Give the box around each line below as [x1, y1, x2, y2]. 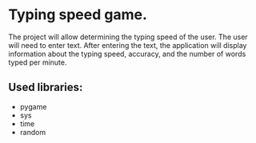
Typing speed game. [8, 6, 148, 24]
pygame [19, 101, 47, 111]
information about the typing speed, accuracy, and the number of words [8, 49, 246, 58]
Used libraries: [8, 81, 83, 94]
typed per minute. [8, 58, 67, 67]
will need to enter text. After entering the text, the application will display [8, 40, 247, 50]
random [19, 127, 46, 137]
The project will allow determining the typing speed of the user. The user [8, 32, 248, 42]
